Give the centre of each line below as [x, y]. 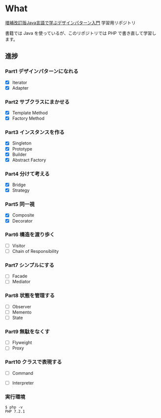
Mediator [21, 282]
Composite [23, 215]
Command [23, 373]
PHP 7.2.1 [15, 412]
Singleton [22, 143]
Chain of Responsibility [35, 251]
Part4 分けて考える [27, 173]
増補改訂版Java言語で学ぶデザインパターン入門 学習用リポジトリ [70, 23]
